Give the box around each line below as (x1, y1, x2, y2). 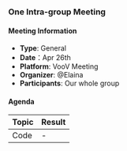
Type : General (19, 43, 67, 53)
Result (41, 117, 66, 128)
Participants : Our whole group (19, 78, 120, 89)
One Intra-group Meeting (8, 6, 106, 17)
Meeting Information (8, 26, 77, 36)
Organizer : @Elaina (19, 70, 84, 80)
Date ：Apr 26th (19, 53, 71, 62)
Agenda (8, 96, 35, 106)
